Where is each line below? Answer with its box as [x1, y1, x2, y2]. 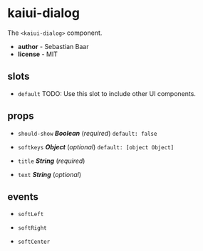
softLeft [17, 211, 44, 218]
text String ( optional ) [17, 170, 82, 178]
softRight [17, 225, 48, 232]
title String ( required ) [17, 156, 85, 165]
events [7, 191, 39, 203]
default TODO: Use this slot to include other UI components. [17, 89, 196, 97]
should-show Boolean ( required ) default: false [17, 129, 157, 137]
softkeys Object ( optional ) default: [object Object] [17, 142, 175, 151]
